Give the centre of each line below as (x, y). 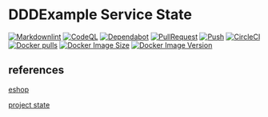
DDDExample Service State (100, 15)
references (36, 70)
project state (29, 104)
